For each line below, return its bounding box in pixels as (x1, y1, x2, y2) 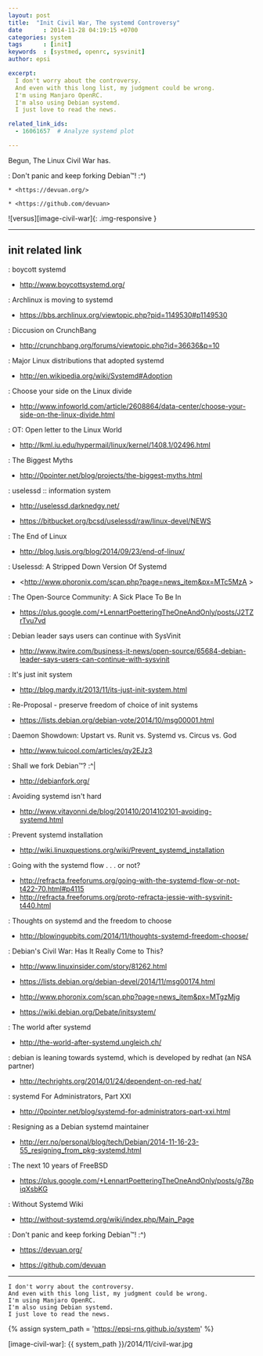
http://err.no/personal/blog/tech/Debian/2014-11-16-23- (19, 1137, 200, 1146)
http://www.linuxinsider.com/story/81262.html (19, 961, 168, 971)
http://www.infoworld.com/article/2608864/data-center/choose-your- (19, 401, 247, 410)
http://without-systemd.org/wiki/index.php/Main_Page (19, 1214, 195, 1224)
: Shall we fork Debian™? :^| (8, 760, 96, 770)
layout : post (8, 11, 51, 20)
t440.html (19, 900, 52, 910)
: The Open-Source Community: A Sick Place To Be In (8, 592, 182, 601)
